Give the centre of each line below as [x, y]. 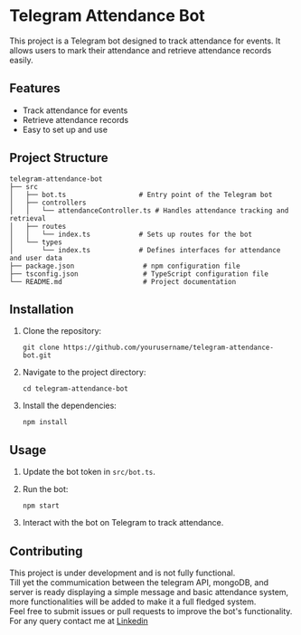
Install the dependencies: [70, 406]
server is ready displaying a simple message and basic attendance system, [149, 592]
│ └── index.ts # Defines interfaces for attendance [145, 250]
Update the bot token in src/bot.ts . [89, 472]
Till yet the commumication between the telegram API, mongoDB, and [139, 583]
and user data [36, 258]
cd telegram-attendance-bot [75, 389]
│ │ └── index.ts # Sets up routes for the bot [131, 234]
